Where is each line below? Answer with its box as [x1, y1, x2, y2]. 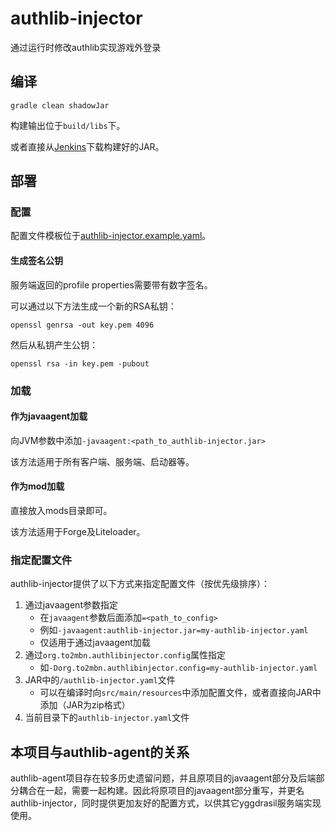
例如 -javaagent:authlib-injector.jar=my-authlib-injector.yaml [39, 624, 309, 636]
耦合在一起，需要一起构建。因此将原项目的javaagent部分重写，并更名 [18, 785, 305, 797]
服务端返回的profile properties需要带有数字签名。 [10, 278, 213, 291]
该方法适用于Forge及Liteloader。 [10, 525, 146, 537]
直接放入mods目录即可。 [10, 504, 113, 516]
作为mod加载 [10, 480, 65, 492]
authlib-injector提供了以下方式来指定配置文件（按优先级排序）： [10, 578, 271, 590]
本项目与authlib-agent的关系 [10, 743, 190, 761]
